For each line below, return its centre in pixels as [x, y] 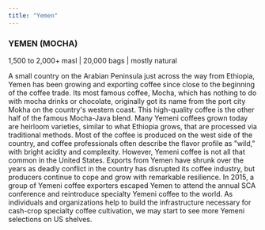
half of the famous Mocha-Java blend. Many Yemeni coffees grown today [128, 118]
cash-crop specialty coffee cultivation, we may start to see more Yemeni [127, 210]
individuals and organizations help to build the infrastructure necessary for [130, 202]
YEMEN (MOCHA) [43, 43]
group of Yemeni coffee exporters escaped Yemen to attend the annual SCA [132, 185]
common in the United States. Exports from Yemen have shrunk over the [126, 160]
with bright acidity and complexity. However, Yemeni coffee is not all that [127, 151]
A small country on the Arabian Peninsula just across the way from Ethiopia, [132, 75]
